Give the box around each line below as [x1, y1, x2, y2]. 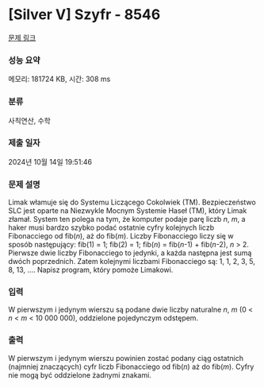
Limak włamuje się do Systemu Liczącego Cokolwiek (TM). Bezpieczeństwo [8, 197, 256, 208]
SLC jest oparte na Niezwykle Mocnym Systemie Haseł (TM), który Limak [8, 206, 247, 215]
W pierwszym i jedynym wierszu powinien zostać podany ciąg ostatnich [8, 353, 244, 363]
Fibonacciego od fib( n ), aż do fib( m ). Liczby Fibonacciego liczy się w [8, 231, 234, 241]
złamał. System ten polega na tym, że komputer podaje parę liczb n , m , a [8, 215, 246, 224]
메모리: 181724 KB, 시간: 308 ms [8, 74, 111, 84]
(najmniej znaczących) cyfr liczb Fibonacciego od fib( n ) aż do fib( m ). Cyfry [8, 362, 254, 371]
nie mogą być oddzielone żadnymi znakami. [8, 370, 152, 379]
